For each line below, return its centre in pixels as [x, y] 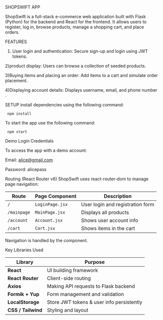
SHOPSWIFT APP [23, 7]
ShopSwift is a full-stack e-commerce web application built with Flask [75, 16]
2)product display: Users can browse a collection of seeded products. [76, 66]
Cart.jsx [45, 228]
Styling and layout [68, 310]
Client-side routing [69, 278]
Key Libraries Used [24, 250]
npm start [17, 132]
